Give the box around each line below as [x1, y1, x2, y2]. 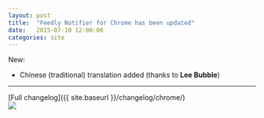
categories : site [8, 33, 65, 42]
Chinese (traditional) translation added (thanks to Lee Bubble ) [19, 70, 220, 79]
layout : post [8, 11, 51, 20]
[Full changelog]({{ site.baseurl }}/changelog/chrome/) [8, 93, 185, 102]
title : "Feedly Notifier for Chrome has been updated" [8, 19, 195, 27]
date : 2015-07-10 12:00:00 [8, 26, 104, 34]
